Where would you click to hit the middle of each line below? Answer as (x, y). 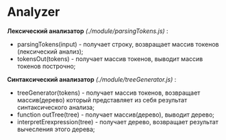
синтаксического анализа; (55, 107)
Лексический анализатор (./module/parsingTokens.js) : (88, 31)
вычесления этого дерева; (56, 129)
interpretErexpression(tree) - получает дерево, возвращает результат (118, 121)
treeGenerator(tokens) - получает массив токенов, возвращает (109, 93)
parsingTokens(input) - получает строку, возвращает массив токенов (118, 44)
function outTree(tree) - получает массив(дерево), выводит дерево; (115, 115)
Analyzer (34, 12)
